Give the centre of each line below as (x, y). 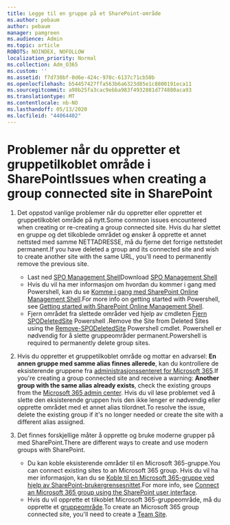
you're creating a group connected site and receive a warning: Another (118, 378)
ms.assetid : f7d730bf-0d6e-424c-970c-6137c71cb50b (81, 77)
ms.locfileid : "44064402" (44, 115)
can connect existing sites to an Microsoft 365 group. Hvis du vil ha (123, 470)
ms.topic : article (33, 45)
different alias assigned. (51, 422)
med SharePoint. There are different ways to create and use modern (112, 442)
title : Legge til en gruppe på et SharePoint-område (84, 13)
